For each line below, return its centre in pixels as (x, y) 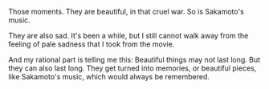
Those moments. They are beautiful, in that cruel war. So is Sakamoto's (126, 12)
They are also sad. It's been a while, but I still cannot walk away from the (128, 36)
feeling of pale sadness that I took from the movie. (92, 44)
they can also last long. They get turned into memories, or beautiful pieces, (132, 68)
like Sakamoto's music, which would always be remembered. (109, 77)
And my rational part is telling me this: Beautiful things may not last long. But (134, 60)
